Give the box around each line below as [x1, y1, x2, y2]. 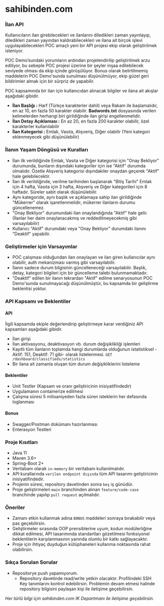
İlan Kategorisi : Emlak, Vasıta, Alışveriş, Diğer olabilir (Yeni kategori [12, 129, 150, 135]
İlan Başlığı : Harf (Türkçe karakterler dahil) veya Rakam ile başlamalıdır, [12, 102, 158, 109]
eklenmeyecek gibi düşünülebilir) [12, 134, 80, 140]
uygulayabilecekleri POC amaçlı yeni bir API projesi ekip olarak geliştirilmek [5, 43, 157, 49]
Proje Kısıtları [5, 439, 38, 446]
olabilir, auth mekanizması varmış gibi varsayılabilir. [12, 259, 116, 265]
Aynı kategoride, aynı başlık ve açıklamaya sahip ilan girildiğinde [12, 194, 142, 200]
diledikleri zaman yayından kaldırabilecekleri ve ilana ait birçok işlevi [5, 37, 143, 43]
